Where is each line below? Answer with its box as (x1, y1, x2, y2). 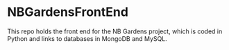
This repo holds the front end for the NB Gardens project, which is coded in (7, 27, 223, 35)
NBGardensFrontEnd (7, 4, 128, 20)
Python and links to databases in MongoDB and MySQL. (7, 34, 168, 42)
